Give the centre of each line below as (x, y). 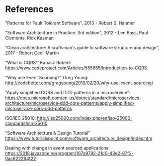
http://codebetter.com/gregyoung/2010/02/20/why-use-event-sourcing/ (79, 83)
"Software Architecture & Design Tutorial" (48, 133)
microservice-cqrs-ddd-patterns (39, 108)
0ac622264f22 (21, 159)
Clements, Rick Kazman (29, 38)
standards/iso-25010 (26, 123)
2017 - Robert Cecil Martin (32, 53)
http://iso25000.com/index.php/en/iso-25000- (85, 118)
